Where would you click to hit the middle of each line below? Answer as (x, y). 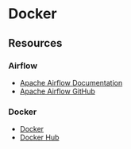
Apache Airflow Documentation (71, 82)
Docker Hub (39, 138)
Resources (35, 43)
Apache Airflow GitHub (57, 91)
